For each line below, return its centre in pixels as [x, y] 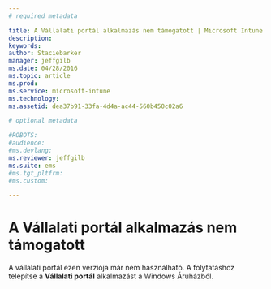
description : [30, 38]
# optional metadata [43, 121]
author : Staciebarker [45, 54]
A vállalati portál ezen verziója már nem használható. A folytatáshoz [122, 268]
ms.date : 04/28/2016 [43, 69]
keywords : [25, 45]
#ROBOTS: [23, 136]
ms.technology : [34, 98]
